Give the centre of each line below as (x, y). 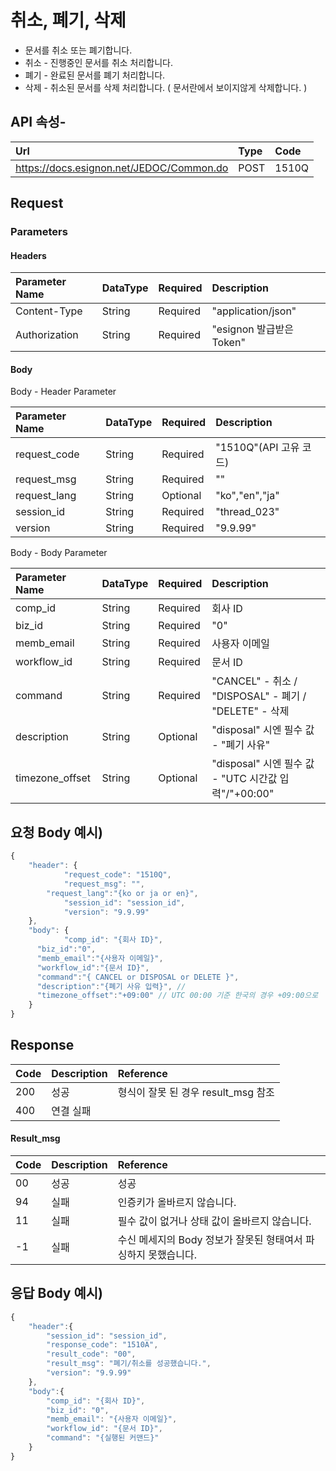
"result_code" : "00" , (91, 1354)
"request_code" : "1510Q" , (117, 875)
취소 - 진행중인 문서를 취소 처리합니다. (99, 62)
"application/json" (254, 311)
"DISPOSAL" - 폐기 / (259, 696)
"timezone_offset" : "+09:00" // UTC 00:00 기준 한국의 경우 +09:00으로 (177, 996)
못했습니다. (173, 1255)
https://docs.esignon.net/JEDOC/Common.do (122, 168)
